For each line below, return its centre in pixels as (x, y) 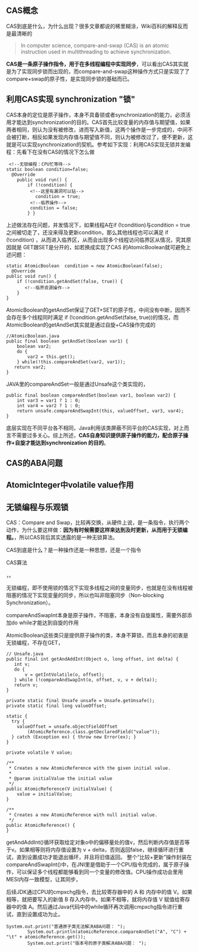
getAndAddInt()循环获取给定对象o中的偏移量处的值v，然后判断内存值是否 (95, 842)
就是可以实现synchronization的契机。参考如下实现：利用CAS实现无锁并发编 (98, 144)
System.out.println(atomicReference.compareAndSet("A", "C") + (107, 932)
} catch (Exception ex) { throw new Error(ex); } (74, 737)
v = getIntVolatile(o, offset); (65, 675)
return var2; (30, 367)
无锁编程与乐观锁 (37, 507)
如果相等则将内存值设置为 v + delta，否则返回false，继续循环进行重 (102, 850)
